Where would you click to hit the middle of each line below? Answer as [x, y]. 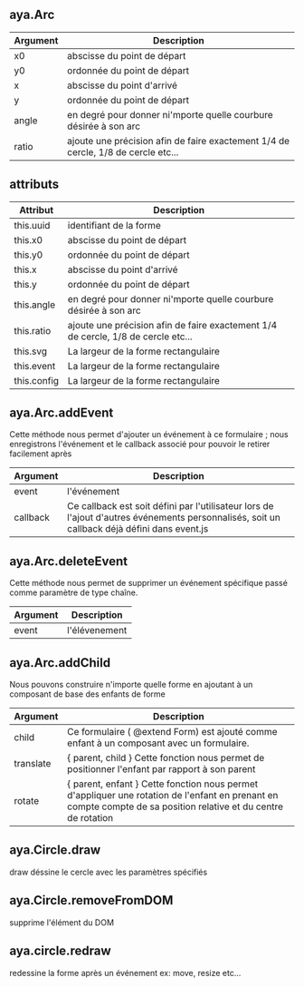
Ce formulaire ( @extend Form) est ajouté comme [172, 732]
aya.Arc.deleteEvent [69, 561]
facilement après [41, 454]
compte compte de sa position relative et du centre [175, 806]
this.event [35, 366]
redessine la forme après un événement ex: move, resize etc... [125, 972]
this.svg [31, 351]
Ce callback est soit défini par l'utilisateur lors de [171, 506]
